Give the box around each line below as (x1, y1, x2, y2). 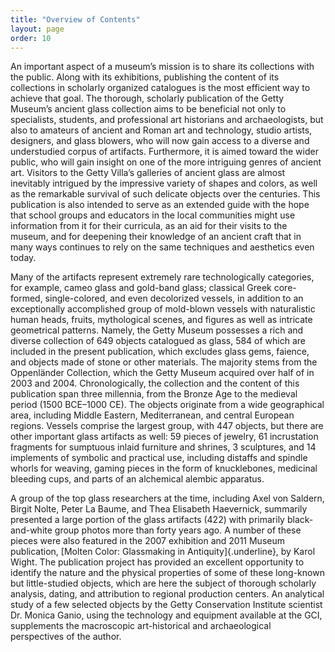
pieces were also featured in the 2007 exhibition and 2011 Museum (10, 535, 285, 547)
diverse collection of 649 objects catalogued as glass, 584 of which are (10, 335, 307, 347)
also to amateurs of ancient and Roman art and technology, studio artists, (10, 124, 313, 136)
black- (286, 514, 314, 526)
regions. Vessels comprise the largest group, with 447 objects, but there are (10, 420, 324, 432)
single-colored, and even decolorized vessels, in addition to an (44, 292, 304, 305)
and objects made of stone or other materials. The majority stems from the (10, 356, 318, 368)
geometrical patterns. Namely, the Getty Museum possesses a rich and (10, 324, 304, 336)
